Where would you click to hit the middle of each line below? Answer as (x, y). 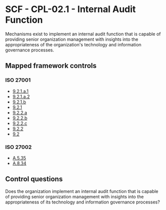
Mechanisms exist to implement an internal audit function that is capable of (83, 34)
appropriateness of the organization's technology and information (73, 44)
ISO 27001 (18, 80)
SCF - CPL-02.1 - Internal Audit (70, 9)
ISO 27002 (18, 147)
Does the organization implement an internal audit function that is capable (82, 191)
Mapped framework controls (51, 66)
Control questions (34, 179)
